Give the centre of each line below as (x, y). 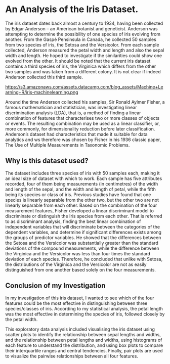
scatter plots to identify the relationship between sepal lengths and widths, (83, 334)
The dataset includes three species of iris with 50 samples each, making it (83, 173)
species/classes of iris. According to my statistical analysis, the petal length (84, 308)
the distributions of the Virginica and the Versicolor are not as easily (76, 264)
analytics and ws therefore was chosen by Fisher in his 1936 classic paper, (83, 140)
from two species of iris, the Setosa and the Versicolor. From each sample (82, 44)
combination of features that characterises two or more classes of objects (82, 118)
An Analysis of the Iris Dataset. (72, 9)
